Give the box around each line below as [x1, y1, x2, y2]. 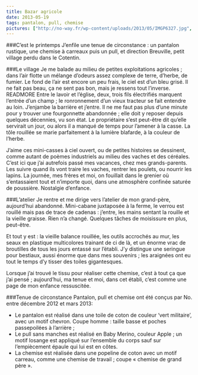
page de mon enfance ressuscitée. [6, 282, 91, 289]
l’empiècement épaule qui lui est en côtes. [14, 343, 118, 351]
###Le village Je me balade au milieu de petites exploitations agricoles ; [6, 66, 183, 73]
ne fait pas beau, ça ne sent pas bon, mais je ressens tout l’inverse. [6, 84, 171, 92]
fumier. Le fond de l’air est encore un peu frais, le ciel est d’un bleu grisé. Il [6, 78, 189, 86]
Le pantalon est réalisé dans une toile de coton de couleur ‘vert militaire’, [14, 311, 192, 319]
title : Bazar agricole [6, 8, 62, 15]
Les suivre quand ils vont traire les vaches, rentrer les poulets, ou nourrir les [6, 166, 192, 173]
